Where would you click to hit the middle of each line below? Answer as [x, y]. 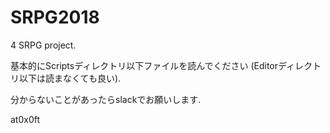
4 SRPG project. [43, 45]
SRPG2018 [55, 17]
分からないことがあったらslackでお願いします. [106, 99]
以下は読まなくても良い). [70, 78]
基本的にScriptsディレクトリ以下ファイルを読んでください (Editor [144, 65]
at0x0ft [25, 119]
